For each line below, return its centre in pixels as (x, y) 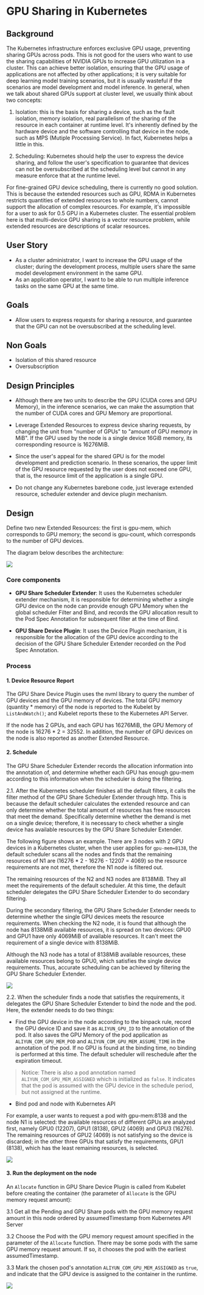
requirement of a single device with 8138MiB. (63, 942)
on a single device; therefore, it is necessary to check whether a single (95, 823)
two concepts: (24, 100)
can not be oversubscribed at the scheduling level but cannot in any (100, 169)
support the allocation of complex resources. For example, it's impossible (98, 207)
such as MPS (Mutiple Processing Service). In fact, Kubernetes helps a (104, 138)
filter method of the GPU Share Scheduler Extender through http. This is (97, 797)
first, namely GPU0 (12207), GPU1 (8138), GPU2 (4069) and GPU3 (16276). (100, 1128)
